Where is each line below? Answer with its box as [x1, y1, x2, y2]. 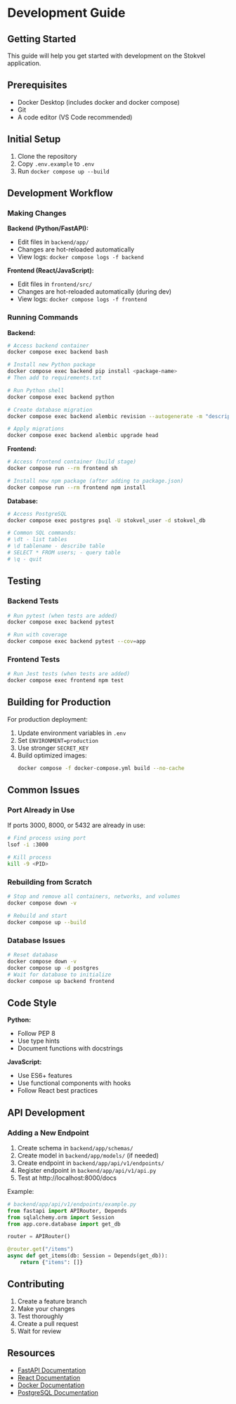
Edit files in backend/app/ [17, 238, 89, 247]
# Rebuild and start [7, 912, 68, 920]
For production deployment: [7, 715, 88, 723]
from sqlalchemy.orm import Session [7, 1214, 114, 1221]
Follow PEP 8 [17, 1029, 56, 1038]
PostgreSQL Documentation [17, 1388, 98, 1396]
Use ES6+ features [17, 1072, 72, 1080]
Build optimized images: [17, 750, 88, 760]
